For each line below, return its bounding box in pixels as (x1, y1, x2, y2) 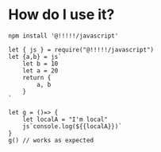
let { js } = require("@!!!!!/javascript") (8, 45, 155, 53)
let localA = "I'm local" (22, 115, 109, 123)
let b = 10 (22, 60, 59, 68)
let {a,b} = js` (8, 53, 62, 60)
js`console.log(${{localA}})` (22, 122, 123, 131)
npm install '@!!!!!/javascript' (8, 32, 119, 40)
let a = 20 (22, 66, 59, 75)
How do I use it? (8, 6, 115, 24)
